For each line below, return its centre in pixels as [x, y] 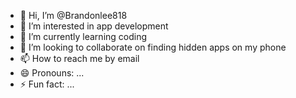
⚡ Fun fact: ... [47, 84]
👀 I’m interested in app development [94, 26]
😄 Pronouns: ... [52, 73]
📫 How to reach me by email [79, 58]
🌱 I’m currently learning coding [83, 36]
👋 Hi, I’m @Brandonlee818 [73, 15]
